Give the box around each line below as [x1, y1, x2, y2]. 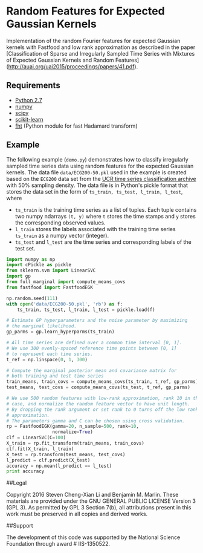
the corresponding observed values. [14, 219, 106, 226]
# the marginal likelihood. [6, 323, 77, 329]
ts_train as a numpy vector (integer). [14, 232, 109, 239]
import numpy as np [6, 256, 56, 263]
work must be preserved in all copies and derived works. [6, 510, 148, 518]
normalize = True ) [52, 429, 94, 435]
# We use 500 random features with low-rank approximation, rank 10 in [6, 395, 190, 402]
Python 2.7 [14, 96, 42, 103]
